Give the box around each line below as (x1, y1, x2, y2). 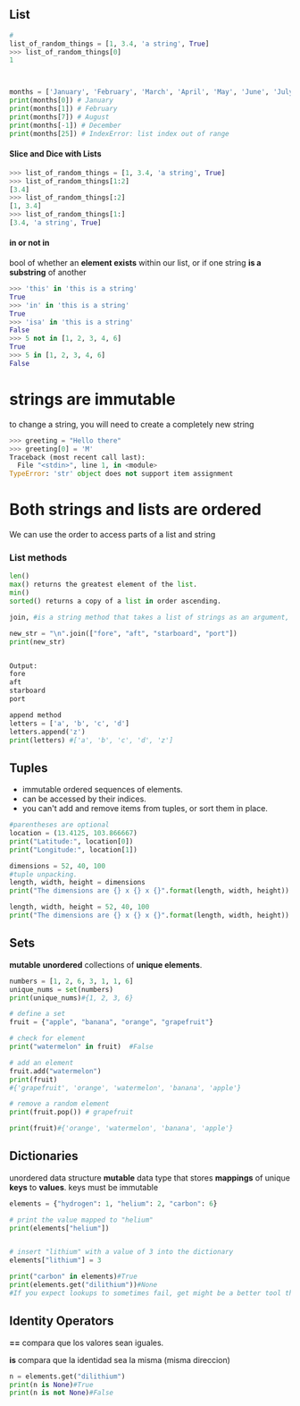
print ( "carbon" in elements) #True (9, 1272, 138, 1282)
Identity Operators (9, 1314, 114, 1329)
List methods (9, 552, 68, 564)
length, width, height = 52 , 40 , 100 (9, 902, 150, 911)
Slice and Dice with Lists (9, 148, 102, 159)
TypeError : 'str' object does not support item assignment (9, 470, 234, 479)
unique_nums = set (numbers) (9, 985, 114, 994)
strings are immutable (9, 389, 176, 410)
